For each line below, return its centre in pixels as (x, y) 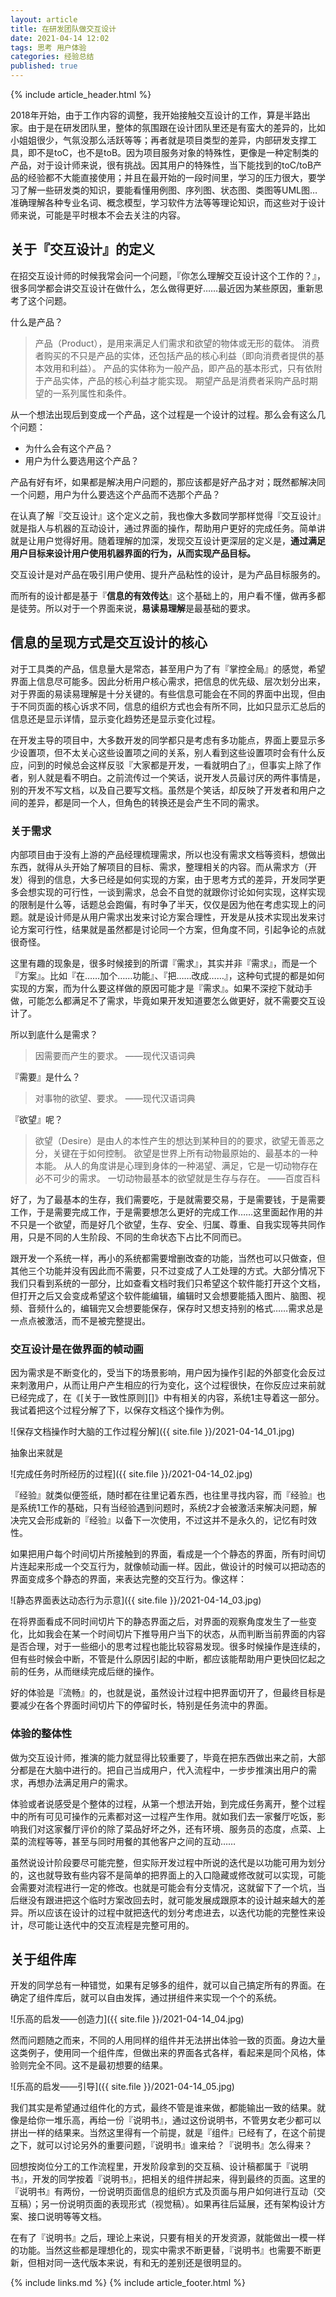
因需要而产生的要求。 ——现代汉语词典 (115, 1055)
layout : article (44, 19)
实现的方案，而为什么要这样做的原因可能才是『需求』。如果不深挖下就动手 (161, 988)
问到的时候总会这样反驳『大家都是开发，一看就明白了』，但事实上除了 (170, 765)
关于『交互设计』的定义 (82, 249)
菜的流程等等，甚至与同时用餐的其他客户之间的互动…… (123, 1841)
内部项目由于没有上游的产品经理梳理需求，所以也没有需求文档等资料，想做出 (168, 854)
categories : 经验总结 (52, 57)
